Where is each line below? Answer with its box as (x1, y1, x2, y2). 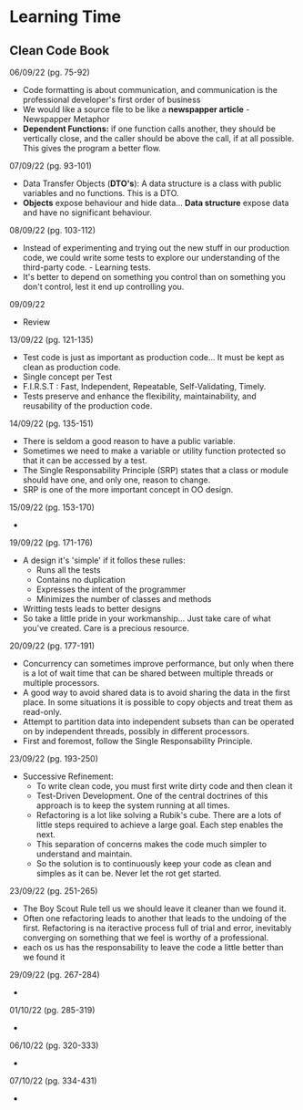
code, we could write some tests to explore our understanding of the (22, 253, 280, 263)
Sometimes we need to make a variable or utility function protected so (22, 445, 287, 456)
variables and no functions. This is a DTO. (22, 188, 179, 198)
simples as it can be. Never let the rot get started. (35, 868, 222, 878)
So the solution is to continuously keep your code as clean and (35, 858, 272, 868)
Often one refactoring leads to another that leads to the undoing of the (22, 913, 287, 923)
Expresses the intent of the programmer (35, 584, 187, 595)
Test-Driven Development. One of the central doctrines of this (35, 791, 268, 801)
